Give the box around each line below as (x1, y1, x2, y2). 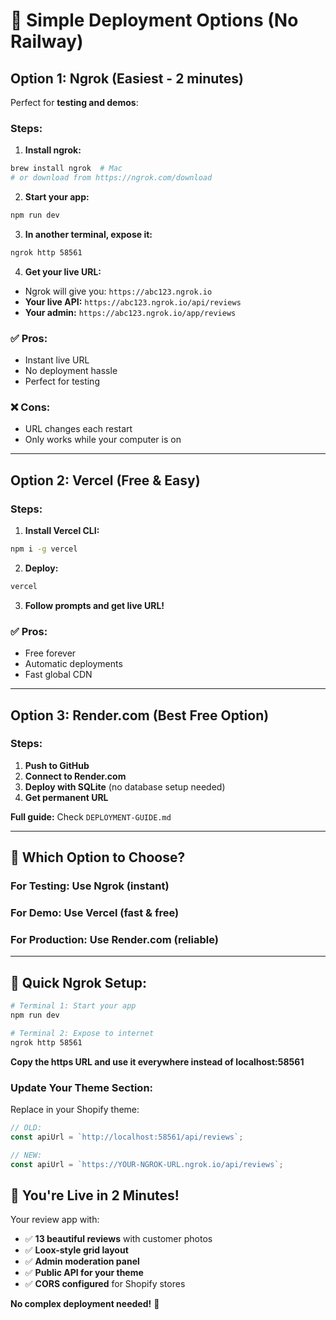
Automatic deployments (24, 658, 123, 670)
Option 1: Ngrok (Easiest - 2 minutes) (10, 70, 245, 87)
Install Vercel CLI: (24, 525, 100, 537)
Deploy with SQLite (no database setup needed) (24, 780, 226, 793)
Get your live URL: (24, 265, 102, 278)
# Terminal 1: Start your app (10, 1001, 137, 1011)
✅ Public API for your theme (24, 1267, 144, 1279)
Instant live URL (24, 354, 90, 366)
